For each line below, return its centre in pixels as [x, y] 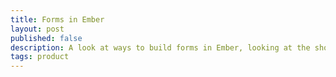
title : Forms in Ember [57, 19]
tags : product [40, 57]
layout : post [37, 29]
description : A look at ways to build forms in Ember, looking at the [160, 47]
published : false [46, 38]
